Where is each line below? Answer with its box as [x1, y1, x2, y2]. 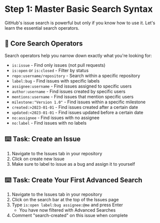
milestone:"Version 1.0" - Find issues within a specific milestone [11, 99, 146, 105]
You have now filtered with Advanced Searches [19, 207, 116, 213]
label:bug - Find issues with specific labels [11, 78, 100, 84]
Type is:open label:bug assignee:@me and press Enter [11, 202, 123, 208]
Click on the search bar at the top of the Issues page [11, 197, 119, 203]
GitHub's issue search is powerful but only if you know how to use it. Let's [4, 20, 156, 26]
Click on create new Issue [11, 156, 65, 162]
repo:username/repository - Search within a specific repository [11, 73, 140, 79]
